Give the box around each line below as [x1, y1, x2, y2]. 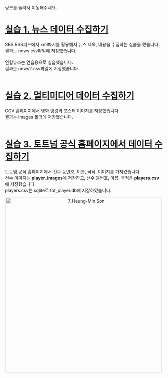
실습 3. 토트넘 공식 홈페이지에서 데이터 [5, 139, 153, 150]
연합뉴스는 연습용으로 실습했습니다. [5, 59, 73, 65]
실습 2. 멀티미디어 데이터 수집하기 [5, 90, 135, 102]
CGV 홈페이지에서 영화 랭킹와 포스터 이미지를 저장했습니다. [5, 107, 120, 114]
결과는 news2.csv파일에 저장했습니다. [5, 65, 80, 71]
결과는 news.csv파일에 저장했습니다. [5, 47, 77, 54]
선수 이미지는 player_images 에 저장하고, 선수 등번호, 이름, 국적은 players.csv [5, 175, 160, 181]
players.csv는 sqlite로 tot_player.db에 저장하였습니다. [5, 187, 112, 193]
